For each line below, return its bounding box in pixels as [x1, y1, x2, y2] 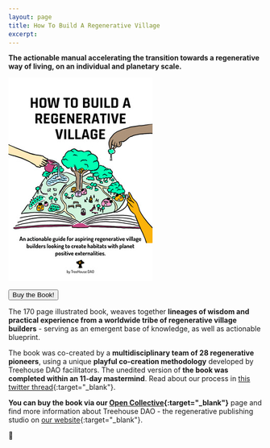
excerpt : [8, 30, 38, 38]
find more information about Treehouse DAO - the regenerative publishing [8, 407, 254, 417]
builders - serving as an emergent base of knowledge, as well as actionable [8, 324, 261, 334]
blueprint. [8, 333, 40, 342]
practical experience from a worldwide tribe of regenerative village [8, 315, 238, 326]
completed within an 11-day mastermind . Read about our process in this [8, 374, 251, 384]
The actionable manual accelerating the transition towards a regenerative [8, 53, 260, 63]
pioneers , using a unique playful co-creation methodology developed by [8, 357, 254, 367]
